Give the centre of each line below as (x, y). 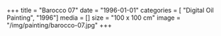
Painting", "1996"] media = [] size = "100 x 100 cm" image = (94, 18)
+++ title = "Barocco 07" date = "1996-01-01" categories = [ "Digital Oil (110, 10)
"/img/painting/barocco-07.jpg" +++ (59, 25)
